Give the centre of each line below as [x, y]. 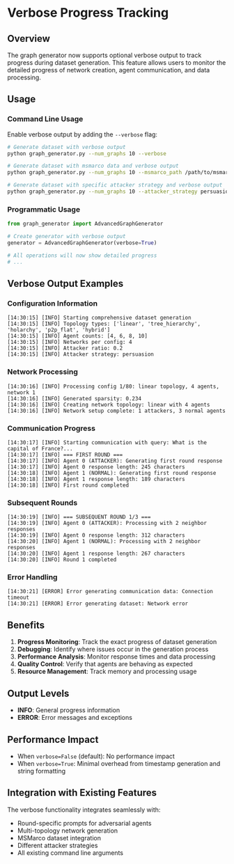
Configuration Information [53, 303]
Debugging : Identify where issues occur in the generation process [113, 650]
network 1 [22, 392]
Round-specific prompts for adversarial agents [84, 823]
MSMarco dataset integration [59, 838]
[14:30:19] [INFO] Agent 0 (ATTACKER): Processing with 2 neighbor [107, 524]
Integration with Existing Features [82, 793]
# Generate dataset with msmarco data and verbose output [93, 166]
